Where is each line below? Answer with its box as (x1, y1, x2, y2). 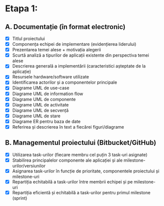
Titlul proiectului (12, 35, 45, 41)
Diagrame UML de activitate (12, 102, 69, 107)
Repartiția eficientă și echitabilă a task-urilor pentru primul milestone (12, 190, 151, 195)
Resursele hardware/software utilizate (12, 74, 89, 80)
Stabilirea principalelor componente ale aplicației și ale (12, 157, 123, 163)
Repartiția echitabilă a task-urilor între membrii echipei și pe (12, 178, 133, 185)
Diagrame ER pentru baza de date (12, 118, 81, 124)
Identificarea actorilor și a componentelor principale (12, 79, 117, 85)
